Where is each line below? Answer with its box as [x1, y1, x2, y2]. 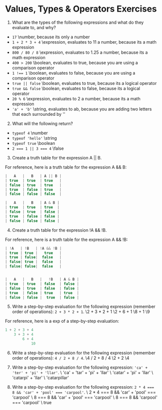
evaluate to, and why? [12, 24, 56, 30]
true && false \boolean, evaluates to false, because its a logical [12, 85, 141, 91]
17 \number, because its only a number [12, 34, 90, 40]
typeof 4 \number [12, 130, 48, 136]
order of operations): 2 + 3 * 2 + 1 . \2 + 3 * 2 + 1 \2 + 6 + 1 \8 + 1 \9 [12, 309, 150, 315]
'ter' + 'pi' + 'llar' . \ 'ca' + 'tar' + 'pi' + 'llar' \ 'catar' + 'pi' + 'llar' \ [12, 369, 154, 375]
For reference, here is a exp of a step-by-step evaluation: [5, 318, 119, 324]
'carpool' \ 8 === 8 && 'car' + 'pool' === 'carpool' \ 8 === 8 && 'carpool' [12, 394, 158, 400]
